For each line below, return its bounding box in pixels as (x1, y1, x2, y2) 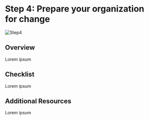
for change (5, 13, 50, 25)
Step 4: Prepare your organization (5, 3, 145, 14)
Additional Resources (5, 97, 71, 105)
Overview (5, 43, 35, 52)
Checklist (5, 70, 35, 79)
